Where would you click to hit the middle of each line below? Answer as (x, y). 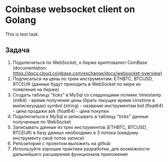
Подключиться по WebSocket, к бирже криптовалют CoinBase (80, 62)
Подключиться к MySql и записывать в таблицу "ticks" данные (80, 116)
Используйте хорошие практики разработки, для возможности (81, 149)
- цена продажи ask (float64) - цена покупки (60, 111)
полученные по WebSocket (42, 122)
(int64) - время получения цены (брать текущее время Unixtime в (84, 100)
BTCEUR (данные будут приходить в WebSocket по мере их (77, 84)
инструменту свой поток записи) (48, 138)
